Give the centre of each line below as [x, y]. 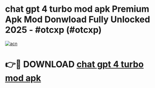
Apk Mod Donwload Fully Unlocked [78, 19]
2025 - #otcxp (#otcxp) [53, 30]
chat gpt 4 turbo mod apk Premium [77, 9]
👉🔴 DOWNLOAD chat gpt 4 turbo [75, 64]
